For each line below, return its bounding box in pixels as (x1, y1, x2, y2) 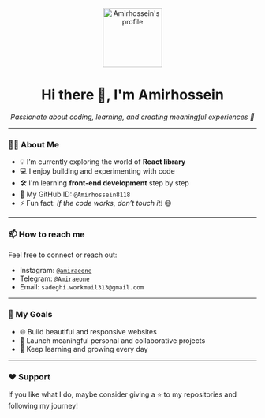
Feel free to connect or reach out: (8, 250, 118, 259)
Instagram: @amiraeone (19, 265, 92, 274)
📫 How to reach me (8, 229, 85, 240)
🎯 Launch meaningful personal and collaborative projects (19, 335, 206, 345)
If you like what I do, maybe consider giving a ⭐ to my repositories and (8, 390, 237, 399)
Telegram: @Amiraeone (19, 274, 91, 283)
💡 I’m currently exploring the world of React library (19, 157, 186, 166)
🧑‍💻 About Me (8, 139, 59, 150)
